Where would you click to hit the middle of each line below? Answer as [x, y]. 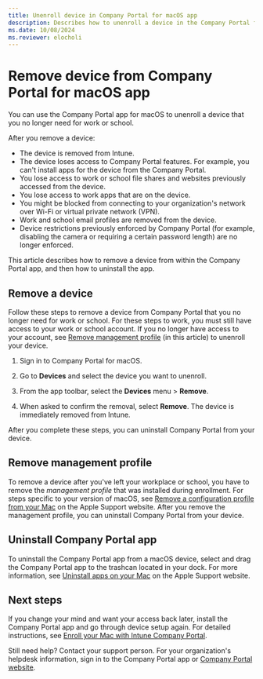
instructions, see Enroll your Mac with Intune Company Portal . [108, 636]
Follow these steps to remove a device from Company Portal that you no [124, 312]
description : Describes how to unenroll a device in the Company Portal [129, 23]
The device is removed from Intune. [77, 153]
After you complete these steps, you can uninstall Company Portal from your [131, 430]
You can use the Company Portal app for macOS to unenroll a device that [126, 115]
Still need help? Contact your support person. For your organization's [120, 651]
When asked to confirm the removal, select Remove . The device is [127, 406]
